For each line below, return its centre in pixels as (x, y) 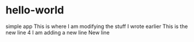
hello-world (35, 10)
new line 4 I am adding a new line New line (58, 32)
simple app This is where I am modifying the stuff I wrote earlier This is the (97, 26)
